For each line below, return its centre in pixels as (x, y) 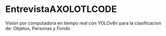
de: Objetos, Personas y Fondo (38, 28)
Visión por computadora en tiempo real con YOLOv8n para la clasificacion (83, 23)
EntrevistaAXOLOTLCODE (61, 9)
